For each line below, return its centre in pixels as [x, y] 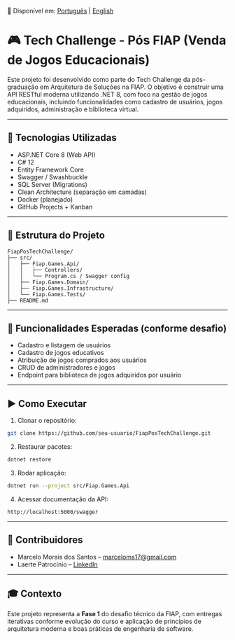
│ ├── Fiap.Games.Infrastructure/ [60, 288]
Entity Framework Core [50, 169]
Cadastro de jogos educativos [60, 353]
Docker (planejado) [45, 199]
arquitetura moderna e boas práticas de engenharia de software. [100, 629]
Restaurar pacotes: [45, 447]
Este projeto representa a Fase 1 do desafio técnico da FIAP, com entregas [115, 614]
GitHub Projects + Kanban [55, 207]
